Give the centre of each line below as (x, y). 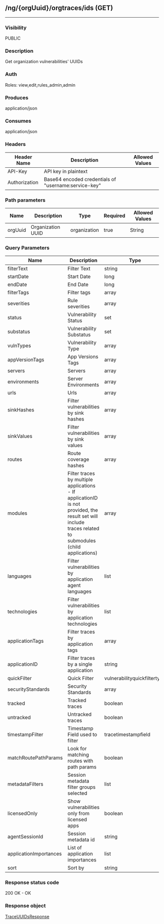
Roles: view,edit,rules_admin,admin (40, 85)
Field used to (82, 735)
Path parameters (25, 200)
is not (74, 504)
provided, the (83, 510)
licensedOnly (22, 813)
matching (78, 755)
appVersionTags (26, 360)
